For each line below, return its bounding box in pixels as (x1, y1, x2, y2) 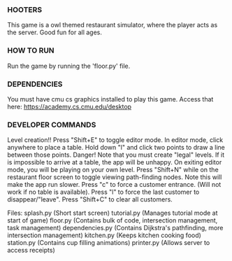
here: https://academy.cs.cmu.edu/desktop (7, 102, 131, 111)
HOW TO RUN (7, 45, 55, 55)
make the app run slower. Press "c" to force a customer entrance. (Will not (7, 181, 222, 189)
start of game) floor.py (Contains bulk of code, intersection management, (7, 216, 218, 225)
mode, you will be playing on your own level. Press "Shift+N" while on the (7, 166, 219, 174)
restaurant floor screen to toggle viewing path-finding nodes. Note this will (7, 173, 222, 181)
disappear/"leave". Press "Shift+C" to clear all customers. (7, 195, 173, 204)
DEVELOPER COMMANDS (7, 120, 96, 129)
